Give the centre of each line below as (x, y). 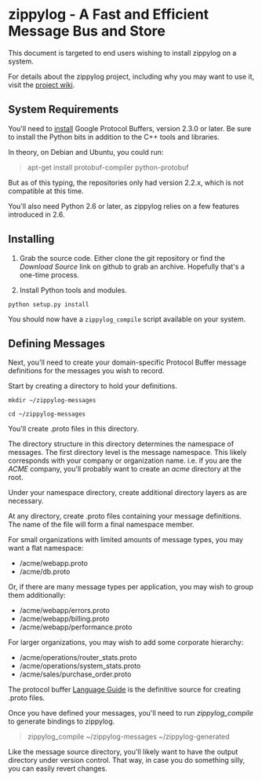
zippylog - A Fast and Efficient (109, 15)
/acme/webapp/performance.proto (76, 627)
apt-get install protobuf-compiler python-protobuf (108, 167)
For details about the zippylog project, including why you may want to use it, (131, 76)
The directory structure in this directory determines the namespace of (121, 444)
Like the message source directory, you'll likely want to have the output (123, 752)
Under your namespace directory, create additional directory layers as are (127, 493)
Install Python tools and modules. (73, 290)
